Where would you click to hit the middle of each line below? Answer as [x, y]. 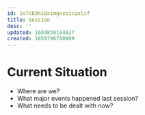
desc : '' [19, 26]
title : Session [29, 20]
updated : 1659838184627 [41, 32]
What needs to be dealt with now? [65, 105]
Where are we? [38, 91]
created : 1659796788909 [41, 39]
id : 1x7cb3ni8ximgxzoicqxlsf [49, 13]
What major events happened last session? [78, 99]
